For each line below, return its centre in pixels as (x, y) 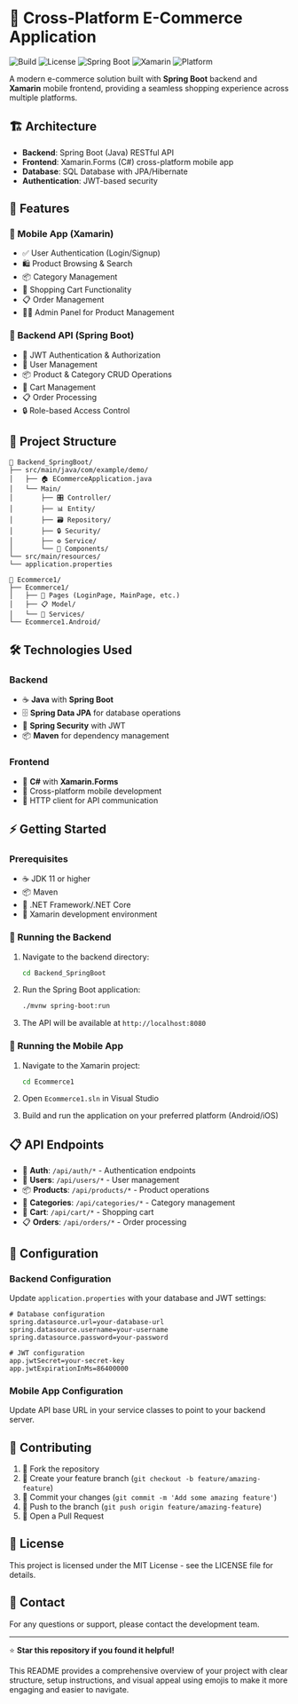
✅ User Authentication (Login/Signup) (91, 253)
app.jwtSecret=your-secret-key (67, 1361)
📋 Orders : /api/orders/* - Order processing (104, 1222)
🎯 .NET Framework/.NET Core (76, 905)
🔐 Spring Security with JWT (74, 726)
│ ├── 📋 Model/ (43, 604)
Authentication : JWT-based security (90, 180)
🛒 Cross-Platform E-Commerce (126, 18)
